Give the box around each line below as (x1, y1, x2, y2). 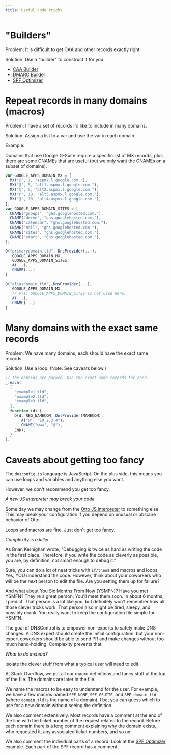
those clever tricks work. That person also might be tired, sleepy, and (5, 604, 151, 610)
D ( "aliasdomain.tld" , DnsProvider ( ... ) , (5, 281, 93, 286)
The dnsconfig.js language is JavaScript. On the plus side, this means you (5, 471, 162, 477)
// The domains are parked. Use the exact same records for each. (5, 375, 149, 381)
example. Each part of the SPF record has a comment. (5, 744, 119, 750)
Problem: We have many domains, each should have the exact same (5, 350, 149, 356)
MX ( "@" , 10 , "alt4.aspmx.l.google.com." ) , (10, 196, 101, 202)
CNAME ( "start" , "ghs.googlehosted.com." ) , (10, 234, 101, 240)
